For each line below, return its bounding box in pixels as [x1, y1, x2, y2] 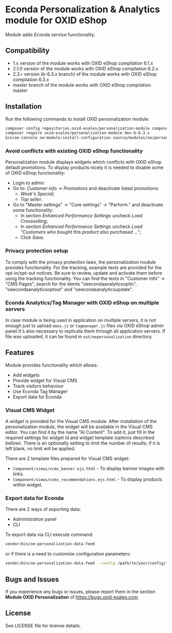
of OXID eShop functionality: [5, 170, 66, 176]
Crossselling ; [20, 218, 48, 224]
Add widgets [12, 372, 40, 378]
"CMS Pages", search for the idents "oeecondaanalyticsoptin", [5, 281, 137, 287]
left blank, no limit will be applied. [5, 446, 76, 452]
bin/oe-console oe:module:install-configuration [5, 135, 111, 141]
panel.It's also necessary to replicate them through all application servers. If [5, 328, 165, 334]
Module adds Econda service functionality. [5, 31, 96, 37]
